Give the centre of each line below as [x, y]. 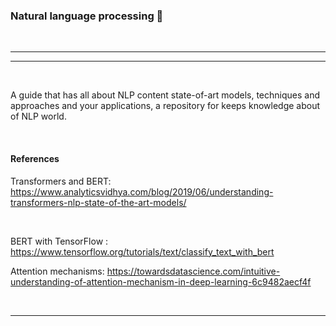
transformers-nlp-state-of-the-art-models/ [98, 202]
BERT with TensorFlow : [59, 241]
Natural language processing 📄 [87, 16]
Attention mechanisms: [57, 271]
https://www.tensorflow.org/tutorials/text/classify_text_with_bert [142, 251]
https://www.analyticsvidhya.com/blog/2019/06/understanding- [142, 191]
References [35, 158]
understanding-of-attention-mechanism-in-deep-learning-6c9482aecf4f [161, 281]
